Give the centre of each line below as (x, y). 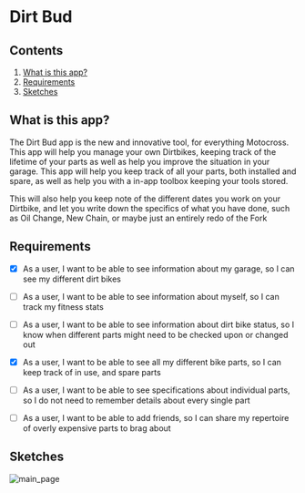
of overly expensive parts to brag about (97, 428)
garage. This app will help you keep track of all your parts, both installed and (153, 171)
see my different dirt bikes (71, 279)
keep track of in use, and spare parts (91, 372)
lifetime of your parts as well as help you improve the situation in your (140, 161)
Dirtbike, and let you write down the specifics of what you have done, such (150, 208)
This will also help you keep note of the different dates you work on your (145, 199)
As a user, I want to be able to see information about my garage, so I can (158, 268)
